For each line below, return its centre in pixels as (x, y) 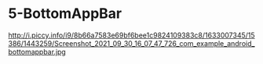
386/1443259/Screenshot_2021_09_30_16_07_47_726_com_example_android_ (131, 43)
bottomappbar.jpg (37, 52)
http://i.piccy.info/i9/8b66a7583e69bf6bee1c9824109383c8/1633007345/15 (131, 35)
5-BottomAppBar (65, 14)
